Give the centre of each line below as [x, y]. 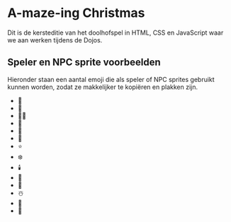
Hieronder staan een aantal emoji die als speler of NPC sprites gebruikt [111, 79]
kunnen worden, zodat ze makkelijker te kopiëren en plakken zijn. [103, 87]
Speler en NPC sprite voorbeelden [84, 63]
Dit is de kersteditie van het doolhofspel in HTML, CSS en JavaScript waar [115, 33]
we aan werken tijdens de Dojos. [55, 40]
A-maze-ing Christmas [76, 13]
